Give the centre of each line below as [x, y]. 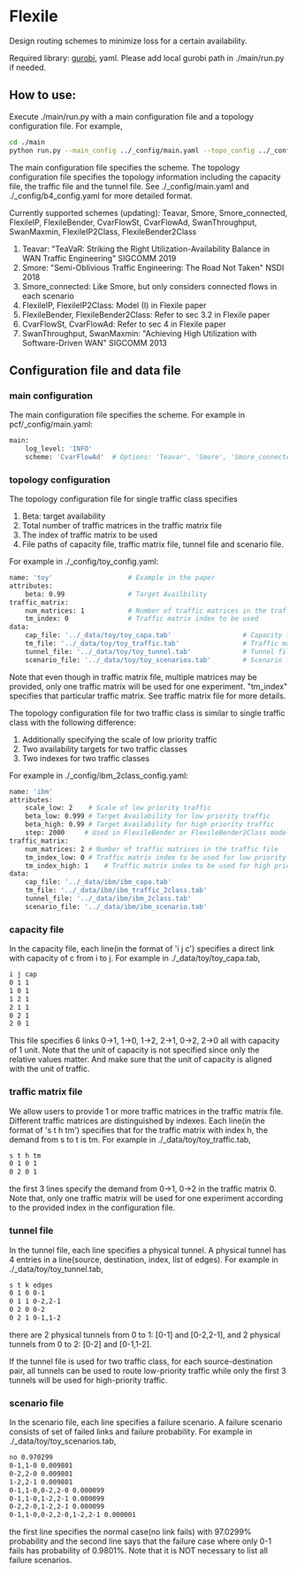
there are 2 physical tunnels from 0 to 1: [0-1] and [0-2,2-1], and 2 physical [145, 1335]
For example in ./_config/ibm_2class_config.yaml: [99, 775]
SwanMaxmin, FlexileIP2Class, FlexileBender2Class [103, 231]
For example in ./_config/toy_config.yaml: [84, 562]
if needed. [28, 67]
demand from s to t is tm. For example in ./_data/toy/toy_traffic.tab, [130, 1139]
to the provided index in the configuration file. [92, 1208]
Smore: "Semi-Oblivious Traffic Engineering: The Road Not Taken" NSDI [153, 267]
